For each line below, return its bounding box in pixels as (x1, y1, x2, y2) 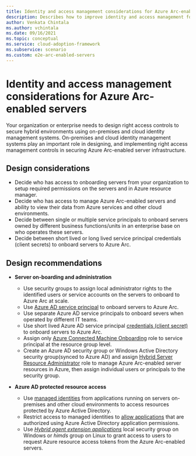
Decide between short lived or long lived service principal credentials (14, 235, 181, 242)
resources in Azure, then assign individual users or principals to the (23, 366, 185, 373)
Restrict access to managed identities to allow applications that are (23, 413, 184, 420)
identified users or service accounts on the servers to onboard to (23, 291, 180, 299)
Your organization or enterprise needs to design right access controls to (6, 121, 179, 129)
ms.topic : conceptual (6, 36, 59, 42)
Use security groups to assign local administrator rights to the (23, 285, 172, 292)
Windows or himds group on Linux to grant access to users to (23, 432, 171, 439)
